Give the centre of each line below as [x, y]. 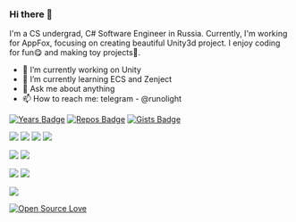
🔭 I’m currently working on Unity [81, 70]
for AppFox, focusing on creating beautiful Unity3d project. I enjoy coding [145, 43]
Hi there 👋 [31, 14]
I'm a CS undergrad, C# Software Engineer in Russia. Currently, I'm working [148, 34]
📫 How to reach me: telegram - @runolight [101, 99]
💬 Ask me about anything [68, 89]
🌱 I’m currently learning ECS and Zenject [97, 79]
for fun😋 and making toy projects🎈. [75, 53]
